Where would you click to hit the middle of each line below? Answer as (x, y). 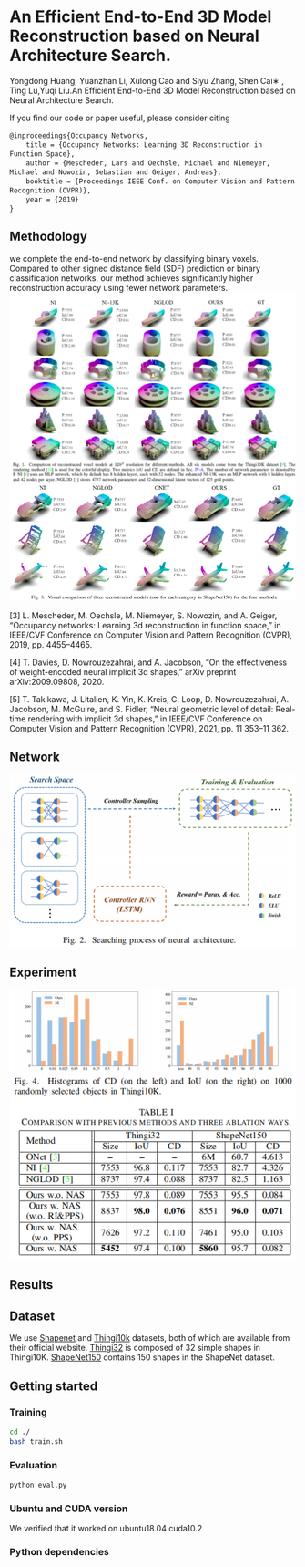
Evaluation (33, 1465)
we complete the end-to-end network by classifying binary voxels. (134, 258)
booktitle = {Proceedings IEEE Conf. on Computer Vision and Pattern (161, 181)
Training (28, 1412)
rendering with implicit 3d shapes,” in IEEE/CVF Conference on (145, 719)
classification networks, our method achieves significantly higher (132, 278)
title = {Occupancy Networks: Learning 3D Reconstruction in (144, 145)
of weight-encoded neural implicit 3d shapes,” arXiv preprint (123, 671)
